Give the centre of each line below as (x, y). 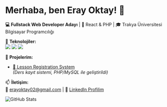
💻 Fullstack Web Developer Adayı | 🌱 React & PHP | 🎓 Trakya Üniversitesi (84, 24)
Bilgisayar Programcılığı (30, 32)
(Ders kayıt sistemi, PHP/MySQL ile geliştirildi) (60, 72)
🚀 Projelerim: (19, 57)
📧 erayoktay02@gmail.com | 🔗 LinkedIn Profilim (55, 89)
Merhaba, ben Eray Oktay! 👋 (65, 10)
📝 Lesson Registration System (44, 67)
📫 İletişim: (17, 82)
